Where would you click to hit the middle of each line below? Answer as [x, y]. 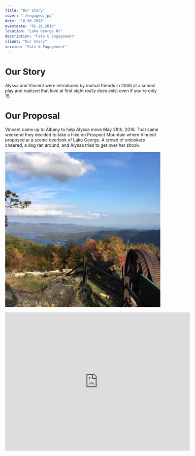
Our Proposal [32, 115]
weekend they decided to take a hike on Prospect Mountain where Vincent [81, 134]
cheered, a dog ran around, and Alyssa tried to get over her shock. [73, 145]
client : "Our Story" [26, 42]
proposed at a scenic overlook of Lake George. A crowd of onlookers [75, 140]
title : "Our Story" [25, 10]
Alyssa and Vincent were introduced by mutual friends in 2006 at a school [80, 85]
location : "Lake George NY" [34, 31]
